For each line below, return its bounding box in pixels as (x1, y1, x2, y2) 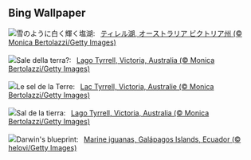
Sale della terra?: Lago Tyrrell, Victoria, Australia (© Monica (16, 55, 215, 64)
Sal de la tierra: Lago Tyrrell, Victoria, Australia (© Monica (16, 107, 210, 118)
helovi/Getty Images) (8, 142, 77, 152)
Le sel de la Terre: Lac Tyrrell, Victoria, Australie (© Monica (16, 81, 214, 91)
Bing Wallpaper (8, 6, 86, 20)
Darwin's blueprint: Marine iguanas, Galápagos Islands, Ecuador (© (16, 135, 241, 144)
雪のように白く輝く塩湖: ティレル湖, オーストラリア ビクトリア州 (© (16, 28, 243, 38)
